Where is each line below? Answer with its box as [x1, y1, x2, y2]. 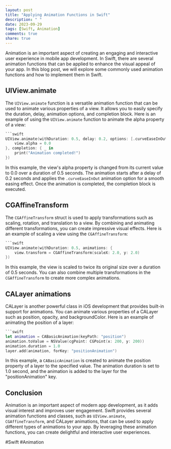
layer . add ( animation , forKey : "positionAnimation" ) [5, 348, 117, 354]
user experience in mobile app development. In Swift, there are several [5, 55, 154, 61]
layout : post [5, 7, 33, 13]
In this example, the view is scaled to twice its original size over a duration [5, 264, 161, 270]
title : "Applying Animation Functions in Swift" [5, 12, 110, 17]
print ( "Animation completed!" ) [14, 151, 81, 156]
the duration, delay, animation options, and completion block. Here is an [5, 111, 156, 117]
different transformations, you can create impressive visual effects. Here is [5, 225, 162, 231]
